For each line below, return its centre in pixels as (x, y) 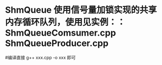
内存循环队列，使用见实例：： (66, 22)
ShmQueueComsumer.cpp (61, 33)
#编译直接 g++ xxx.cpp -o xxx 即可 (40, 57)
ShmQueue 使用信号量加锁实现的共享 (81, 10)
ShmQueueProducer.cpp (57, 43)
